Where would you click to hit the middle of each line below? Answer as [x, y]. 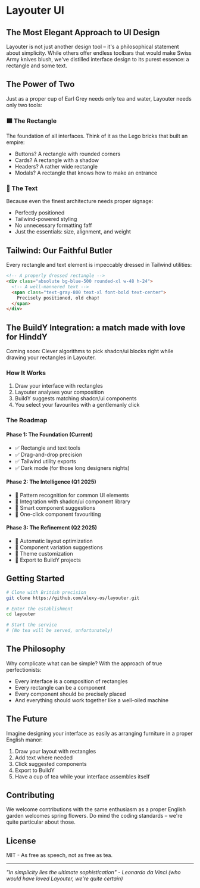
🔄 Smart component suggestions [55, 507]
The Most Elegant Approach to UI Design [83, 32]
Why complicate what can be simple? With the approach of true [84, 663]
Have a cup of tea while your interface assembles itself [82, 776]
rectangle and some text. [37, 66]
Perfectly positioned [40, 213]
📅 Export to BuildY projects [48, 560]
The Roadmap [27, 420]
